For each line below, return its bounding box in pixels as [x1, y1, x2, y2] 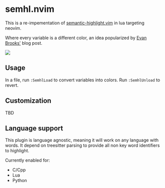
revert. [5, 82, 19, 88]
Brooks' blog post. [5, 40, 43, 46]
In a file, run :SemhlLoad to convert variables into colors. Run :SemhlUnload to [5, 77, 161, 83]
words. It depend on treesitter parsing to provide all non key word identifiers [5, 142, 160, 148]
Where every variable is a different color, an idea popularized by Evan [5, 35, 147, 41]
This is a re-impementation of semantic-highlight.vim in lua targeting [5, 20, 145, 26]
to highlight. [5, 148, 30, 154]
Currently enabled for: [5, 157, 50, 163]
